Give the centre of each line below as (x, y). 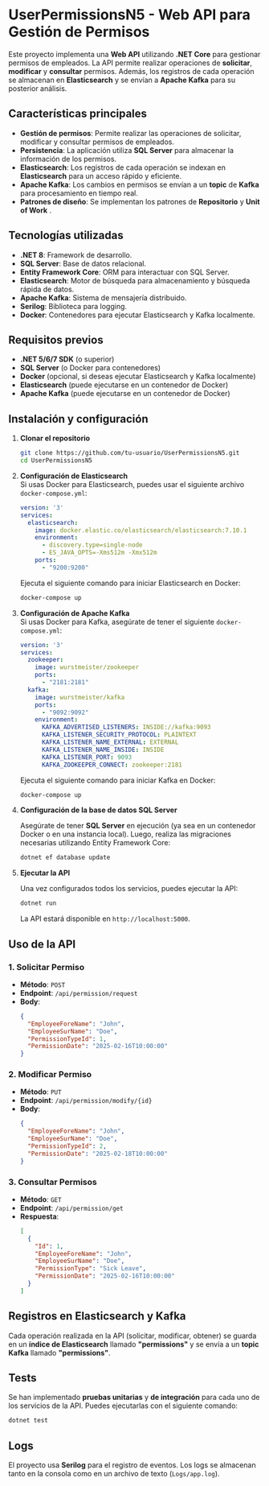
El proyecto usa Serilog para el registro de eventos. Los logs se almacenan (132, 1465)
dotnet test (28, 1421)
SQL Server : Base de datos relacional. (83, 263)
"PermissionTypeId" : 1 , (67, 1039)
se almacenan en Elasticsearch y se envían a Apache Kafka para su (122, 80)
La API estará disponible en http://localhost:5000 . (105, 918)
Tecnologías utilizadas (66, 235)
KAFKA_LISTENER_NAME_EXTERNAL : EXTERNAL (110, 742)
